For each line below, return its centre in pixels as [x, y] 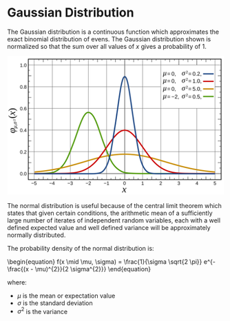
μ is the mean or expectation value [66, 296]
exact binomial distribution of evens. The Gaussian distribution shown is [109, 39]
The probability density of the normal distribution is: [81, 248]
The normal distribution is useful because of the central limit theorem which [115, 205]
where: [17, 282]
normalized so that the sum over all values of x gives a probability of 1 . [107, 46]
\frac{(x [18, 269]
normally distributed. [36, 235]
